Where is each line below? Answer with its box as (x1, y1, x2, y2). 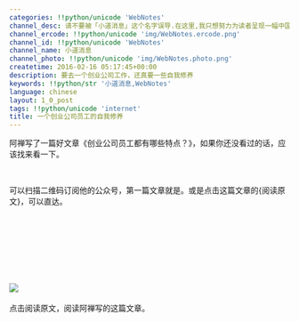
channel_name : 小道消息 (9, 46, 92, 55)
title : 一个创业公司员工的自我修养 (9, 112, 124, 121)
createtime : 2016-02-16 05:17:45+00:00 (9, 63, 158, 72)
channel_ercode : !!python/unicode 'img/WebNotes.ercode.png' (9, 29, 241, 38)
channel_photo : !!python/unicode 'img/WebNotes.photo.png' (9, 54, 233, 63)
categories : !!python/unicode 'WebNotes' (9, 12, 166, 22)
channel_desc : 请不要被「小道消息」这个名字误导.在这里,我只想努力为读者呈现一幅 (9, 21, 279, 30)
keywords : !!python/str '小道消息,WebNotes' (9, 79, 172, 88)
